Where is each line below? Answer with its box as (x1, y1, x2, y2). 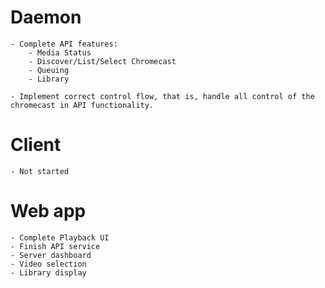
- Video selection (10, 259, 87, 269)
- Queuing (28, 65, 70, 75)
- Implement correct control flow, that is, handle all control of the (10, 91, 315, 101)
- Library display (10, 267, 87, 278)
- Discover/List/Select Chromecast (28, 56, 177, 66)
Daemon (10, 6, 82, 29)
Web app (10, 200, 87, 223)
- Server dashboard (10, 250, 92, 260)
